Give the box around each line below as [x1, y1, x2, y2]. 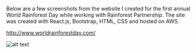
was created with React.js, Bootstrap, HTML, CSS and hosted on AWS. [6, 18, 180, 24]
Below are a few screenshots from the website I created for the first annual [6, 5, 191, 12]
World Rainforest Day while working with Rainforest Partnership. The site [6, 11, 185, 18]
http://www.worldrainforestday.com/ [6, 29, 96, 36]
